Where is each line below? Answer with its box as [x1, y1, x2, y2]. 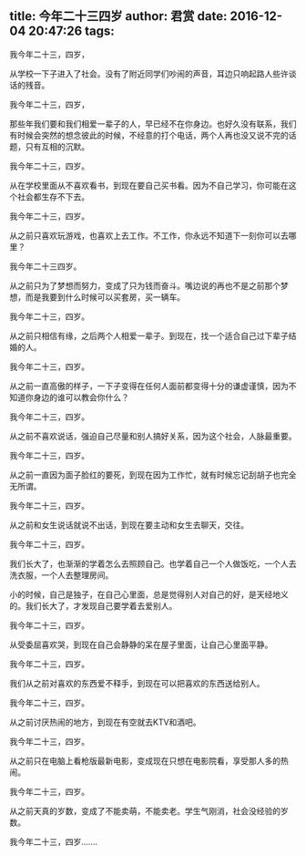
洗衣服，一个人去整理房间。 [9, 569, 114, 581]
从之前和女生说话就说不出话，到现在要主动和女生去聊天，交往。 [9, 519, 249, 531]
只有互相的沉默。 [25, 140, 89, 152]
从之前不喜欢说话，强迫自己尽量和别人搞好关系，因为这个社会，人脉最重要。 [9, 430, 297, 441]
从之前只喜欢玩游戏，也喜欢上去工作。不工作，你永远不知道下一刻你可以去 [9, 230, 289, 241]
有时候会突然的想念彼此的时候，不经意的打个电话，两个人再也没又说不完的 [9, 129, 289, 140]
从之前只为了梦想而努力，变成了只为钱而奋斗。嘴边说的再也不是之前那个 [9, 280, 280, 291]
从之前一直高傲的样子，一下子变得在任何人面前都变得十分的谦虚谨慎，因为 [9, 380, 289, 391]
